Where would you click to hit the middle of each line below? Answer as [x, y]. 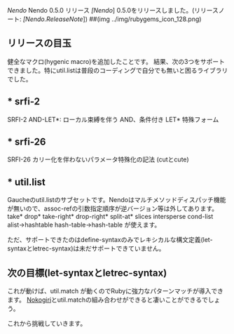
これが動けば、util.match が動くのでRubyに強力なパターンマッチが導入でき [116, 291]
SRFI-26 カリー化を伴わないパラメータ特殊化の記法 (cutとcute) [98, 159]
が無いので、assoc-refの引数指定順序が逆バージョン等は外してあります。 [113, 208]
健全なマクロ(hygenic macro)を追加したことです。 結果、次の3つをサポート [116, 61]
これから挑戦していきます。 [47, 323]
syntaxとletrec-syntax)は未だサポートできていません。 [86, 248]
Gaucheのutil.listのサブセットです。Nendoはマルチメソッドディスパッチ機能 [117, 200]
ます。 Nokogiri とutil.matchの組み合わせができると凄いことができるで [108, 300]
